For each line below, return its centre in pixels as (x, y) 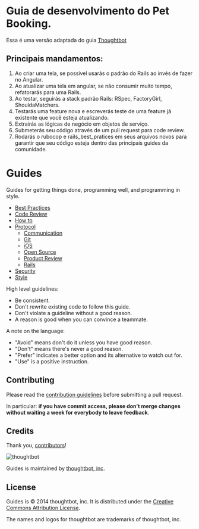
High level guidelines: (32, 289)
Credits (20, 431)
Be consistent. (32, 300)
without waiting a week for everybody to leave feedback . (78, 412)
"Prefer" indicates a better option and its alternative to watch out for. (98, 355)
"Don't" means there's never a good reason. (69, 348)
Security (25, 271)
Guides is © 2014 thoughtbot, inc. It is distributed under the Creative (90, 502)
